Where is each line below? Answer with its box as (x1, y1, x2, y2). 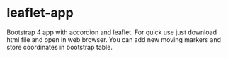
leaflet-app (6, 5, 74, 21)
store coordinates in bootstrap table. (6, 43, 113, 51)
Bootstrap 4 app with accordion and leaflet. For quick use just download (6, 28, 217, 36)
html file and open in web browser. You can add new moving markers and (6, 35, 221, 43)
